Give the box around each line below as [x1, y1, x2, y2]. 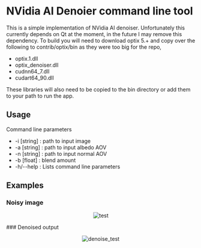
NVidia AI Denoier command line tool [6, 4, 193, 18]
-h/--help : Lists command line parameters [14, 163, 121, 170]
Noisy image [6, 199, 44, 207]
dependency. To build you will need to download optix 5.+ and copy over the [6, 37, 196, 44]
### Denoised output [6, 224, 59, 231]
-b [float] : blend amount [14, 157, 76, 164]
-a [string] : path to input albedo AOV [14, 143, 107, 151]
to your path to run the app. [6, 92, 74, 99]
